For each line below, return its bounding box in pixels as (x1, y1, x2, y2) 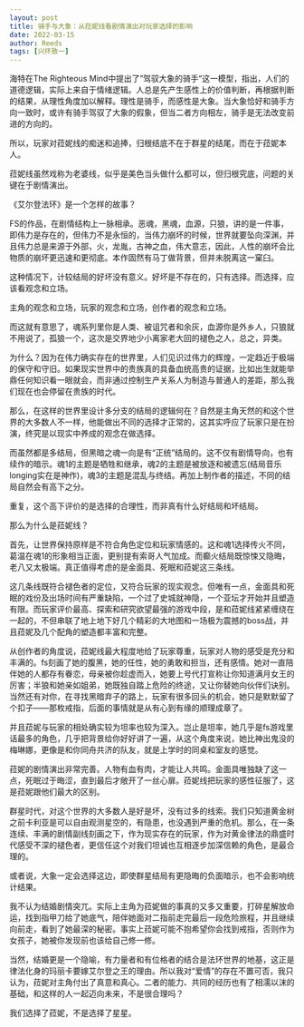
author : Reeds (9, 38, 63, 48)
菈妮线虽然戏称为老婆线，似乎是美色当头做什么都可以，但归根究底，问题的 (9, 169, 287, 180)
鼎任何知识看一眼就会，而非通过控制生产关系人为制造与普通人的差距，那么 (9, 375, 287, 386)
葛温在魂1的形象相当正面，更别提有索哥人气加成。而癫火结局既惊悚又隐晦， (9, 551, 290, 562)
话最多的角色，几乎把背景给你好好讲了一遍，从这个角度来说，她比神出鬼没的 (9, 733, 295, 744)
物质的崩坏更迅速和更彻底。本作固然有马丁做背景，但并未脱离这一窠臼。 (9, 252, 279, 263)
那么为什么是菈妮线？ (9, 520, 89, 531)
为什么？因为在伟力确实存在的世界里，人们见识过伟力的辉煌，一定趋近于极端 (9, 352, 295, 363)
